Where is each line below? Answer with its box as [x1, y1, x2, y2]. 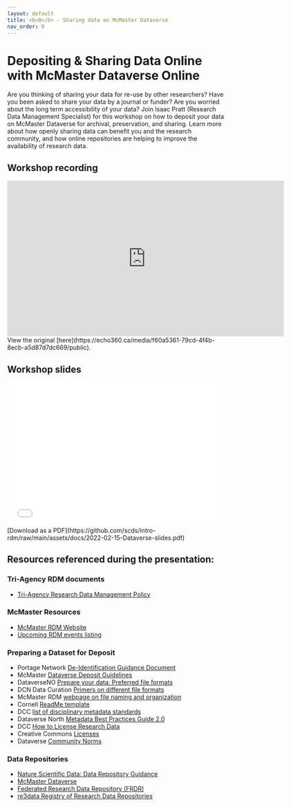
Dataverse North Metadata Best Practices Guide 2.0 [17, 715, 165, 723]
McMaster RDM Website [17, 623, 87, 631]
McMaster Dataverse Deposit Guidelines [17, 671, 133, 679]
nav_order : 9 [7, 23, 45, 30]
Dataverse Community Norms [17, 737, 102, 745]
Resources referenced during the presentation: [7, 554, 214, 565]
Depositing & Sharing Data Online [7, 53, 203, 69]
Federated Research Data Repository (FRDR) [17, 785, 144, 793]
